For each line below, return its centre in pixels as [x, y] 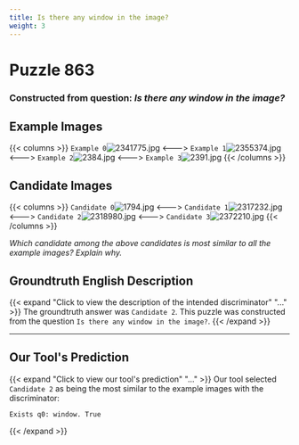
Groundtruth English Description [101, 280]
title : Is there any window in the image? [89, 17]
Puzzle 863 [52, 70]
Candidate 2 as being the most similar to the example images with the [137, 388]
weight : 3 [28, 26]
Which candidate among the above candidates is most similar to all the [140, 243]
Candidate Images [61, 185]
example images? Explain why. [66, 253]
